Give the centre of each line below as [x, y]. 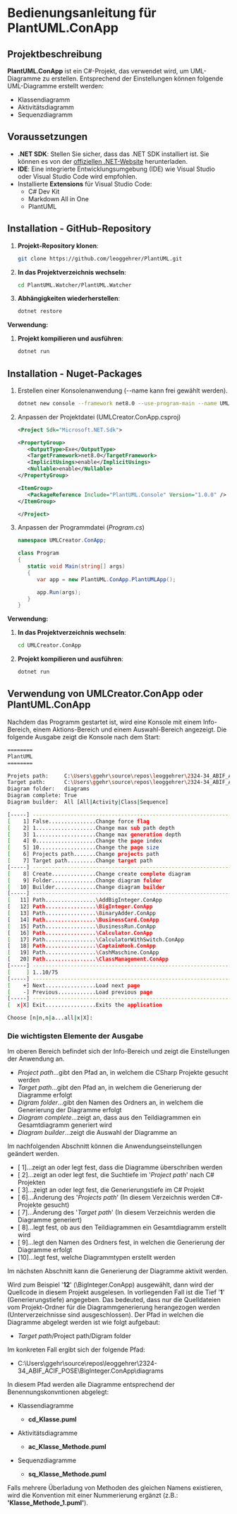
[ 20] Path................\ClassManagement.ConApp [88, 959]
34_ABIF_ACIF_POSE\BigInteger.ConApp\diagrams [91, 1371]
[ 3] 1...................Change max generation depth [94, 835]
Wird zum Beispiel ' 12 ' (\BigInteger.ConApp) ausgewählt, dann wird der [110, 1285]
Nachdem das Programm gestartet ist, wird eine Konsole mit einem [105, 722]
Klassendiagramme [45, 1406]
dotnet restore [40, 311]
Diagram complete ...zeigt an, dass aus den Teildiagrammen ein [109, 1118]
